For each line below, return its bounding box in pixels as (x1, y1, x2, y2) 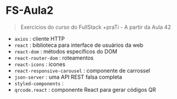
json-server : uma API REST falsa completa (14, 73, 123, 80)
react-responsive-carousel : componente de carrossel (14, 67, 151, 74)
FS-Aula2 (5, 4, 54, 17)
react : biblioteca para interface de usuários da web (14, 41, 144, 49)
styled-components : (14, 79, 64, 87)
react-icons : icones (14, 61, 66, 68)
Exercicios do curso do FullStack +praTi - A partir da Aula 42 (20, 23, 171, 31)
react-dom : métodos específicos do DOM (14, 47, 118, 55)
